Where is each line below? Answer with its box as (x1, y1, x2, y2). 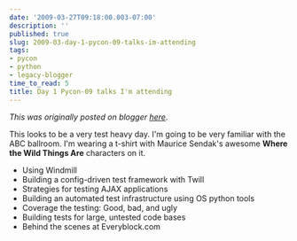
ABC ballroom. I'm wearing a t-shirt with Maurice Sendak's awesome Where (9, 138, 288, 149)
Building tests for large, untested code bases (21, 212, 186, 222)
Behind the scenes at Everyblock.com (21, 221, 161, 231)
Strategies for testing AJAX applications (21, 183, 168, 194)
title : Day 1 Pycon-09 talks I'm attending (9, 87, 173, 96)
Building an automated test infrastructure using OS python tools (21, 192, 255, 204)
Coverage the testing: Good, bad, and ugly (21, 202, 178, 213)
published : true (9, 29, 69, 38)
